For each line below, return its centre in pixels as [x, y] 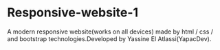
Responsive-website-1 [73, 13]
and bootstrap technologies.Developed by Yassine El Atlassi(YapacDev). [109, 38]
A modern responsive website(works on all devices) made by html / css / [110, 32]
